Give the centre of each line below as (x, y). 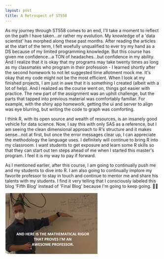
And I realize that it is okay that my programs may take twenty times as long (82, 62)
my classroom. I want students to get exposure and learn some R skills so (80, 145)
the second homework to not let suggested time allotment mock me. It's (78, 72)
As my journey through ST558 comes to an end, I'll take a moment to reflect (82, 30)
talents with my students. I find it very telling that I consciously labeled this (81, 181)
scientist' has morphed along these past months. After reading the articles (81, 41)
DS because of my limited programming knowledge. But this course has (78, 51)
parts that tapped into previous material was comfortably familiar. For (75, 98)
